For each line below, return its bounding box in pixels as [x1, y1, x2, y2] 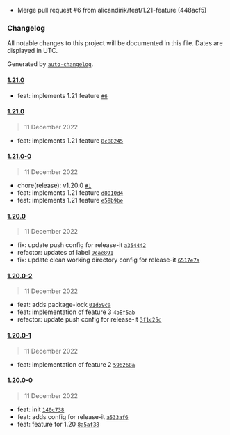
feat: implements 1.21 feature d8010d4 [17, 188, 124, 197]
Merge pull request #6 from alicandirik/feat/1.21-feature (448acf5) [17, 6, 207, 14]
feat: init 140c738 [17, 405, 65, 413]
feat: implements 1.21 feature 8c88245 [17, 136, 124, 145]
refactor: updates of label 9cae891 [17, 248, 114, 257]
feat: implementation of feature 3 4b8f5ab [17, 308, 135, 316]
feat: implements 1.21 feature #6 [17, 91, 108, 100]
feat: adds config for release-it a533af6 [17, 412, 129, 420]
